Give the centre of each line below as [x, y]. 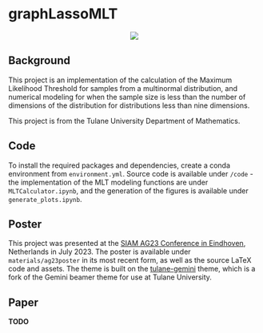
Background [39, 61]
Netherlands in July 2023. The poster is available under [100, 252]
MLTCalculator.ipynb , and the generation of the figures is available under [129, 190]
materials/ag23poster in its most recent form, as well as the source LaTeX [130, 260]
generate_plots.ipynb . [45, 199]
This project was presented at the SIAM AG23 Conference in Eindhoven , [127, 244]
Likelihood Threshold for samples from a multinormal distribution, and [123, 88]
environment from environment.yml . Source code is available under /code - [131, 173]
